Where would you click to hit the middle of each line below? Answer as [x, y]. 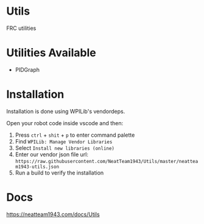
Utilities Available [51, 53]
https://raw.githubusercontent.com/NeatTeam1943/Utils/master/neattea [107, 161]
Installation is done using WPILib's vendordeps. [66, 111]
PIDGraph [27, 70]
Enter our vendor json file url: [52, 154]
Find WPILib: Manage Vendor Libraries [64, 141]
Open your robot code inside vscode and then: [65, 123]
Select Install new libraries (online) [65, 148]
